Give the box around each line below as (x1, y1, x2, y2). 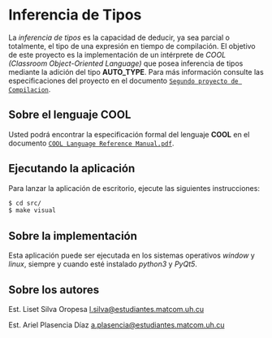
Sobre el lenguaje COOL (8, 108, 132, 122)
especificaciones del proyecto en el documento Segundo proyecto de (8, 76, 239, 85)
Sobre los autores (8, 283, 100, 297)
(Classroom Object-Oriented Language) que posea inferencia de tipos (8, 58, 244, 68)
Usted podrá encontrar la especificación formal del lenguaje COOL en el (8, 129, 250, 139)
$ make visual (8, 206, 57, 214)
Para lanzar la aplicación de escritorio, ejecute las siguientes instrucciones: (8, 183, 260, 193)
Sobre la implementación (8, 229, 138, 243)
